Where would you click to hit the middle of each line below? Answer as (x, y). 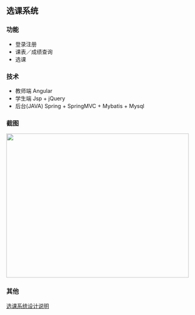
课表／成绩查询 (34, 52)
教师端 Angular (34, 90)
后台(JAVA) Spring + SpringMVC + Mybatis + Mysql (80, 106)
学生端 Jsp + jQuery (40, 98)
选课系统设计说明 (28, 306)
